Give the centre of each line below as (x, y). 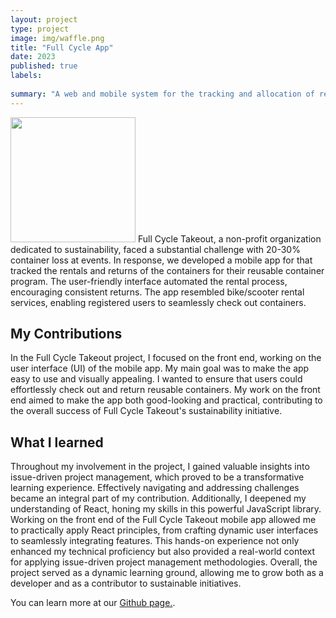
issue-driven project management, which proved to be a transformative (157, 477)
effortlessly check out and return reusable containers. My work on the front (165, 390)
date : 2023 (33, 57)
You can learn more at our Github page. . (93, 603)
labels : (26, 76)
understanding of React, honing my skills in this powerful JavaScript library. (166, 509)
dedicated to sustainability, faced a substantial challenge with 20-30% (155, 249)
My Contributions (66, 334)
